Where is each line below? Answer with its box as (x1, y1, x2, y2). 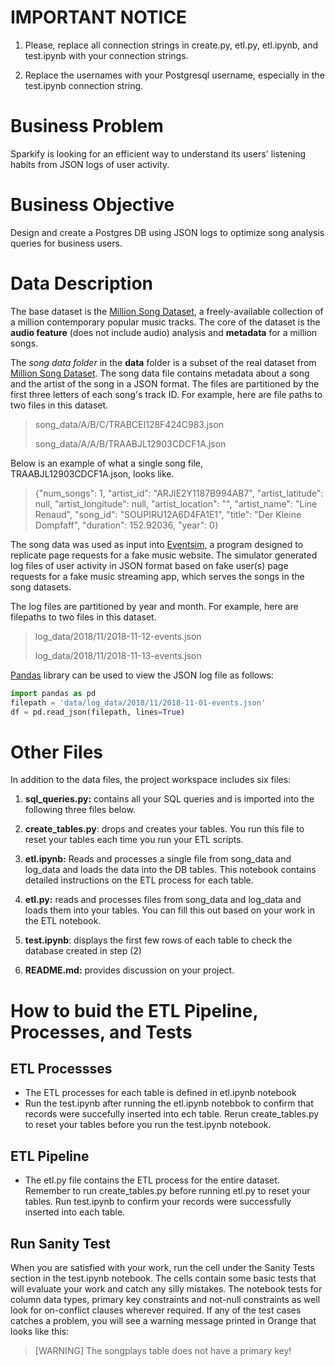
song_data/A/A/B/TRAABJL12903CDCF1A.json (34, 437, 227, 450)
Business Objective (10, 194, 175, 216)
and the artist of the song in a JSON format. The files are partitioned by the (10, 377, 320, 390)
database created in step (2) (24, 945, 142, 957)
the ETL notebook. (24, 915, 102, 927)
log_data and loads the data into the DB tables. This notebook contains (24, 864, 317, 876)
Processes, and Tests (10, 1021, 193, 1043)
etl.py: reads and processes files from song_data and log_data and (24, 894, 302, 906)
